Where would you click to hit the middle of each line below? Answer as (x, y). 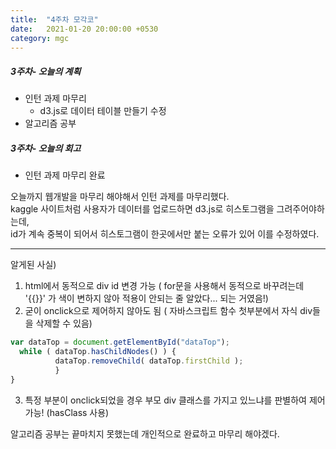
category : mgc (40, 38)
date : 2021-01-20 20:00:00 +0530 (84, 29)
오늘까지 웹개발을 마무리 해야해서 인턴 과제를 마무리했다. (120, 197)
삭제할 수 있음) (64, 323)
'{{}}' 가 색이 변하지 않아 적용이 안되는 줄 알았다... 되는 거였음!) (146, 298)
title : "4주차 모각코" (54, 19)
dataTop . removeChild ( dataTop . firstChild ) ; (149, 361)
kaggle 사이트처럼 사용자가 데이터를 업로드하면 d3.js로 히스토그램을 (142, 209)
